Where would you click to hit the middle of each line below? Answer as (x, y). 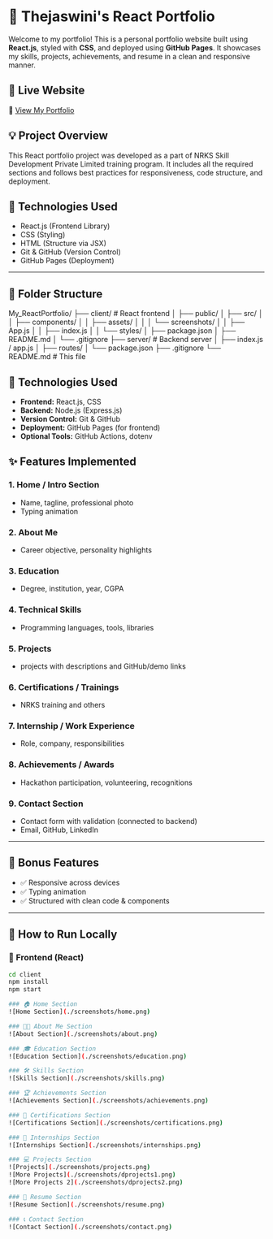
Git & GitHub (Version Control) (70, 252)
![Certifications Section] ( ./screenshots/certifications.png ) (116, 1123)
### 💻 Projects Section (50, 1160)
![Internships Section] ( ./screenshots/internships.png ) (105, 1145)
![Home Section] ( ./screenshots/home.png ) (80, 1012)
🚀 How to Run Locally (63, 935)
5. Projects (30, 648)
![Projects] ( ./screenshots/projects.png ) (80, 1168)
